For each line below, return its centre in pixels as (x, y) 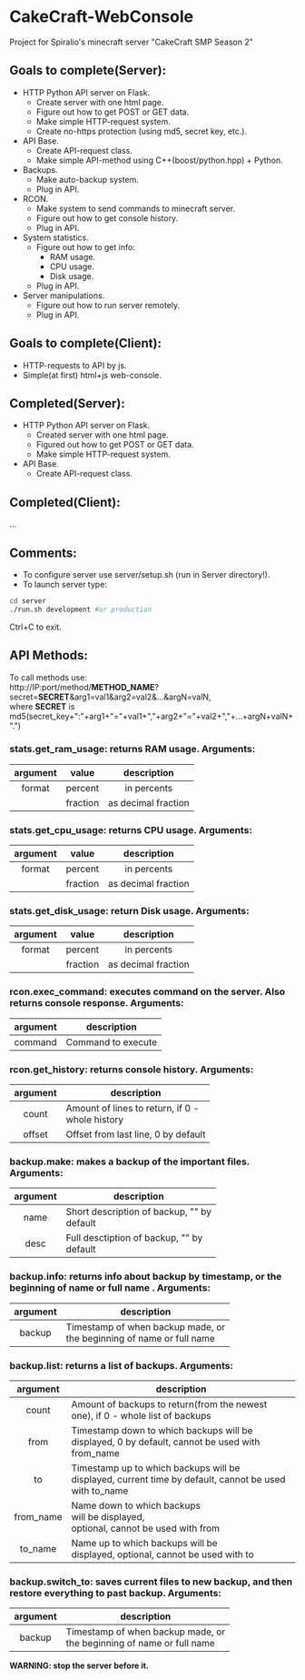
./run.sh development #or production (81, 609)
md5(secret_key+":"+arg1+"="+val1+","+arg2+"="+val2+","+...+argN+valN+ (151, 716)
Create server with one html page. (100, 102)
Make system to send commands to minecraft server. (136, 208)
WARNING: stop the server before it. (79, 1665)
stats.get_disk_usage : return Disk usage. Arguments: (129, 911)
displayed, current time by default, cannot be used (178, 1479)
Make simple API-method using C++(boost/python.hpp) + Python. (159, 160)
